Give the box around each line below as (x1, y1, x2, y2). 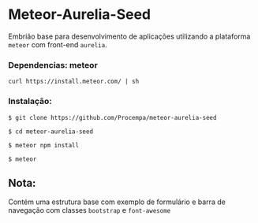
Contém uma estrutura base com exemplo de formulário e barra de (8, 197, 226, 206)
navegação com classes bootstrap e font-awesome (8, 206, 171, 215)
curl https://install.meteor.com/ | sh (8, 77, 140, 86)
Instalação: (8, 96, 53, 107)
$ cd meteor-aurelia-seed (8, 128, 93, 136)
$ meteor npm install (8, 141, 80, 149)
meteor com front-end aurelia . (8, 39, 108, 49)
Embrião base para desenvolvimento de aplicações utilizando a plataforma (8, 32, 251, 41)
